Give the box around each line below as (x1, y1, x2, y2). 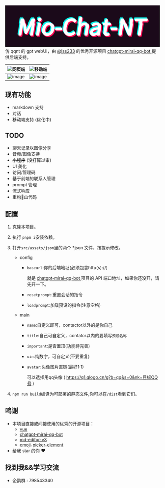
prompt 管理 (12, 182, 37, 188)
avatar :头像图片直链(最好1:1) (27, 364, 84, 370)
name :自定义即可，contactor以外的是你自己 (27, 322, 113, 328)
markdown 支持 (12, 104, 44, 111)
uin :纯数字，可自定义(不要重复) (27, 353, 90, 359)
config (19, 255, 33, 260)
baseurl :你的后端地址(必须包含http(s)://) (27, 265, 108, 271)
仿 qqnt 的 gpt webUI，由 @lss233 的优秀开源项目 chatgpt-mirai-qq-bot (5, 48, 151, 54)
